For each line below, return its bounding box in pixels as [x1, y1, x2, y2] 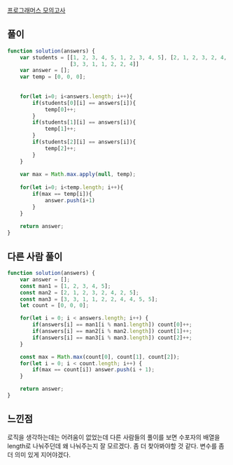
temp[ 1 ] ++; [44, 125, 77, 133]
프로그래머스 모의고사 [7, 6, 66, 14]
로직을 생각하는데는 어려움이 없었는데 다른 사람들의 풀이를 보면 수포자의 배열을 [7, 433, 220, 441]
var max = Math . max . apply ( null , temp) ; [20, 171, 136, 178]
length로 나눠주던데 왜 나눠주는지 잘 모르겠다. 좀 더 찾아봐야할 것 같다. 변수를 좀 [7, 441, 225, 450]
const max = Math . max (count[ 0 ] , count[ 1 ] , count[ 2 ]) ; [20, 353, 180, 360]
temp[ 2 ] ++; [44, 145, 77, 152]
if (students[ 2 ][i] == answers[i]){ [32, 138, 136, 145]
